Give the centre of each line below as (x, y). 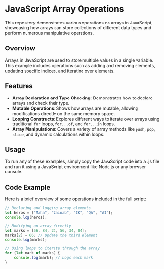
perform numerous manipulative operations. (50, 33)
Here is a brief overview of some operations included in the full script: (76, 199)
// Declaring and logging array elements (48, 208)
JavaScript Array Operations (65, 9)
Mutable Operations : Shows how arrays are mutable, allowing (75, 108)
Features (19, 86)
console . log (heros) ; (26, 217)
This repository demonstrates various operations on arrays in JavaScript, (79, 23)
